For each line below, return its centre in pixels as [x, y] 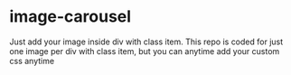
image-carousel [70, 17]
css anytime [32, 61]
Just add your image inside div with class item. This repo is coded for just [146, 42]
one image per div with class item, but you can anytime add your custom [145, 51]
